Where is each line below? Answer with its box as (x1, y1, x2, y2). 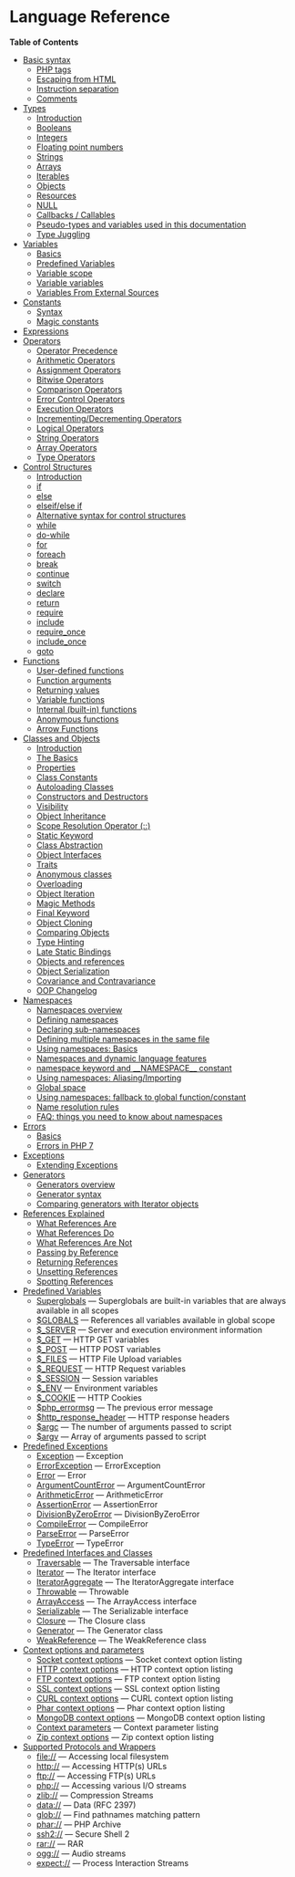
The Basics (36, 752, 79, 763)
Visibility (36, 800, 68, 811)
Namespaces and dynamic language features (36, 1052, 208, 1064)
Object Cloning (36, 917, 93, 928)
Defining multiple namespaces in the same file (36, 1033, 210, 1044)
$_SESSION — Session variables (36, 1372, 158, 1383)
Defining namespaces (36, 1014, 118, 1025)
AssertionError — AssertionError (36, 1498, 158, 1509)
